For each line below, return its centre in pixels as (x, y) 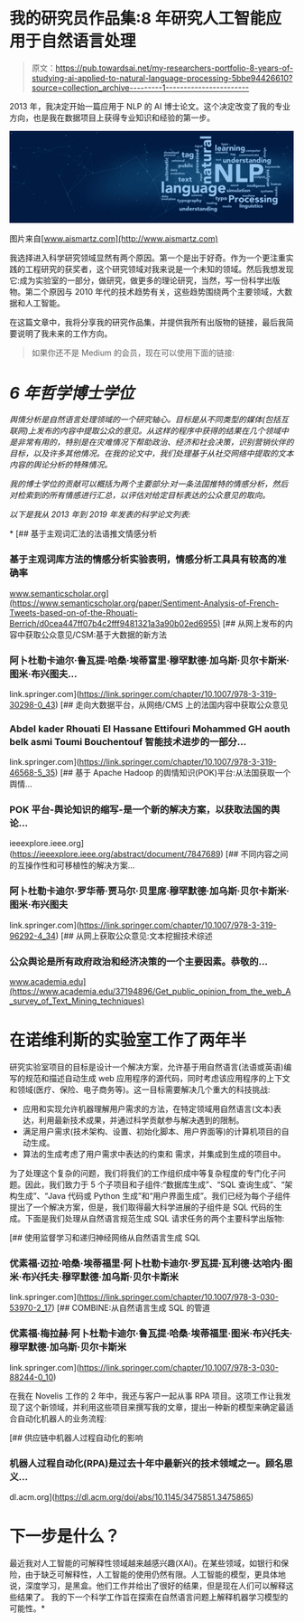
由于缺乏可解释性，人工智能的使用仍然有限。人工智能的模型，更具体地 (155, 1574)
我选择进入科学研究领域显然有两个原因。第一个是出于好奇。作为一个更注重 (147, 258)
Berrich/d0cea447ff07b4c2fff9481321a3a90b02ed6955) (115, 623)
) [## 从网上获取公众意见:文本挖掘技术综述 (134, 936)
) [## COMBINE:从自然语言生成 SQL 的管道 (130, 1308)
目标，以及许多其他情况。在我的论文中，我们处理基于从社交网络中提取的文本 (152, 454)
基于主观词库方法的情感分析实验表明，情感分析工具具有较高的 (143, 560)
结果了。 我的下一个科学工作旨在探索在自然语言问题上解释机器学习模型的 (152, 1597)
